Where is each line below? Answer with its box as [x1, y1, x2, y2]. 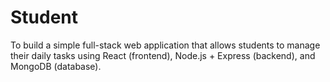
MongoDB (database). [10, 60, 102, 72]
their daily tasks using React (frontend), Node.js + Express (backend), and [10, 49, 316, 61]
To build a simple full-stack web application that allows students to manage [10, 39, 321, 51]
